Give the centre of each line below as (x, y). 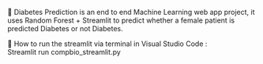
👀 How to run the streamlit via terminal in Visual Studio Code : (107, 44)
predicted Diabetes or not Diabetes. (65, 28)
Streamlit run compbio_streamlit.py (64, 52)
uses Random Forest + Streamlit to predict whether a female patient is (121, 20)
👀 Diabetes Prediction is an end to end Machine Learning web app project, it (131, 12)
